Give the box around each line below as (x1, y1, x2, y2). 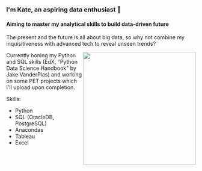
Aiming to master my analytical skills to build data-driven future (6, 20, 170, 28)
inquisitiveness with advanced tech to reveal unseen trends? (6, 40, 156, 48)
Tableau (14, 132, 35, 140)
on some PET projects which (6, 78, 77, 85)
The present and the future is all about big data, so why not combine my (6, 34, 185, 41)
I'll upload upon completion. (6, 84, 75, 91)
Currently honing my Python (6, 52, 76, 59)
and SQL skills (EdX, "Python (6, 58, 78, 66)
